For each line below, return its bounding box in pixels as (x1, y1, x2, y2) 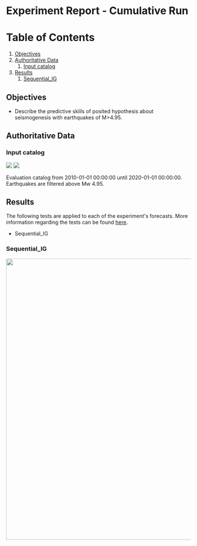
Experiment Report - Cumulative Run (6, 4, 189, 18)
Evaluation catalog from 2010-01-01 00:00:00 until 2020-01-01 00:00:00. (6, 174, 182, 181)
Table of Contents (6, 31, 95, 45)
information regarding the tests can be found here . (6, 219, 128, 226)
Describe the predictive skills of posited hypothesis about (14, 107, 154, 115)
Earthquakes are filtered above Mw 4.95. (6, 180, 104, 187)
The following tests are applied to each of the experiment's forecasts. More (6, 213, 188, 220)
